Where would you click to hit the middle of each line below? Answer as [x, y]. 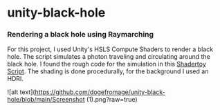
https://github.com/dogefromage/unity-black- [100, 92]
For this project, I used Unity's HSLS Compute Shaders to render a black [110, 49]
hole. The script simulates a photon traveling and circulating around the [109, 57]
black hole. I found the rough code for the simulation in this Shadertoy [107, 64]
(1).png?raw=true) [112, 100]
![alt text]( [21, 92]
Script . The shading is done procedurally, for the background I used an [108, 71]
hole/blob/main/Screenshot [46, 100]
